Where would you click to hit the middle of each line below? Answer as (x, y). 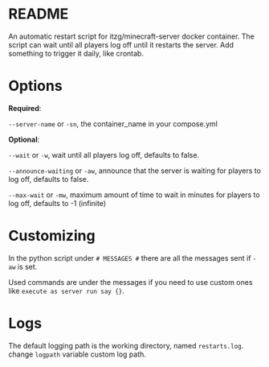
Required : (25, 108)
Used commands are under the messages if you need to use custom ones (130, 282)
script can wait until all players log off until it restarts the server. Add (121, 44)
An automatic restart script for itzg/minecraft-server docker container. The (131, 36)
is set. (27, 266)
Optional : (24, 139)
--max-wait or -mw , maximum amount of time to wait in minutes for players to (134, 195)
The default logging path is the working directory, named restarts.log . (126, 345)
